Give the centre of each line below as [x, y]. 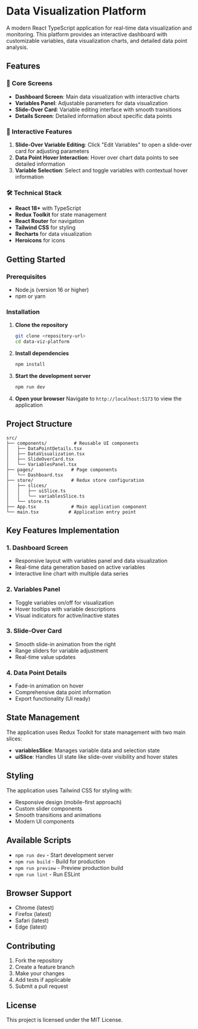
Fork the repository [39, 961]
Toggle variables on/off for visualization [64, 602]
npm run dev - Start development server [64, 855]
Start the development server [53, 375]
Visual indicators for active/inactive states [67, 615]
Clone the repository [41, 325]
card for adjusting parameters [52, 151]
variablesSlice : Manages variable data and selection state [87, 750]
